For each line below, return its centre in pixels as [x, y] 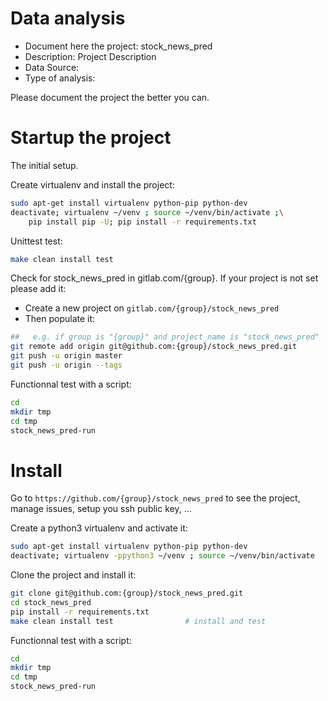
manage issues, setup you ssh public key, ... [101, 509]
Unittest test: [36, 241]
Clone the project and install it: [73, 575]
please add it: [38, 289]
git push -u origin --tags [66, 365]
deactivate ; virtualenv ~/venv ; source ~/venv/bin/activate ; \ [147, 212]
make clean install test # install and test [138, 621]
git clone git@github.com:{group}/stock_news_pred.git [127, 593]
